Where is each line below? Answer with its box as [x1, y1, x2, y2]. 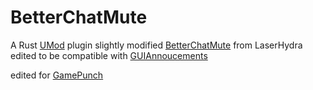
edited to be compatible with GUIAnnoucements [10, 49, 208, 61]
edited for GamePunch [10, 69, 104, 81]
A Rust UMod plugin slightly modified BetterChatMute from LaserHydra [10, 39, 303, 51]
